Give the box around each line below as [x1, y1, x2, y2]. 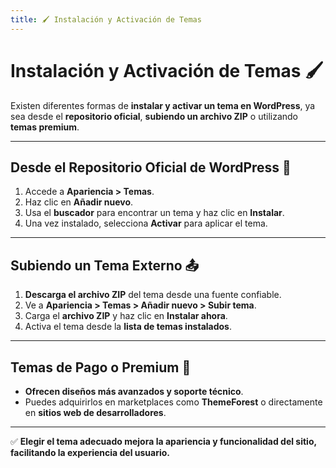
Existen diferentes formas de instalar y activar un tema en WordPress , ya [10, 99, 316, 111]
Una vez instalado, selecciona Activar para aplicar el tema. [24, 217, 268, 230]
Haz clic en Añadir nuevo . [24, 196, 134, 208]
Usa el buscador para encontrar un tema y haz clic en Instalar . [24, 207, 285, 219]
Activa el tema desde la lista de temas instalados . [24, 321, 233, 333]
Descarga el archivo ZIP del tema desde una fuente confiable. [24, 289, 282, 301]
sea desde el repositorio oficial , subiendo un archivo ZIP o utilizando [10, 110, 298, 122]
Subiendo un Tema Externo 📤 [10, 257, 200, 274]
